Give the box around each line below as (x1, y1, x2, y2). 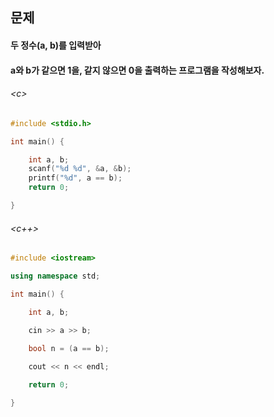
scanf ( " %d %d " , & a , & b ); (28, 164, 132, 174)
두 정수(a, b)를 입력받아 (10, 39, 102, 51)
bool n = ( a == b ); (28, 344, 110, 354)
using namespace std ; (10, 271, 101, 281)
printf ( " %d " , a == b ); (28, 173, 123, 183)
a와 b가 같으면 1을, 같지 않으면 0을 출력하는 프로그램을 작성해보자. (10, 64, 265, 76)
